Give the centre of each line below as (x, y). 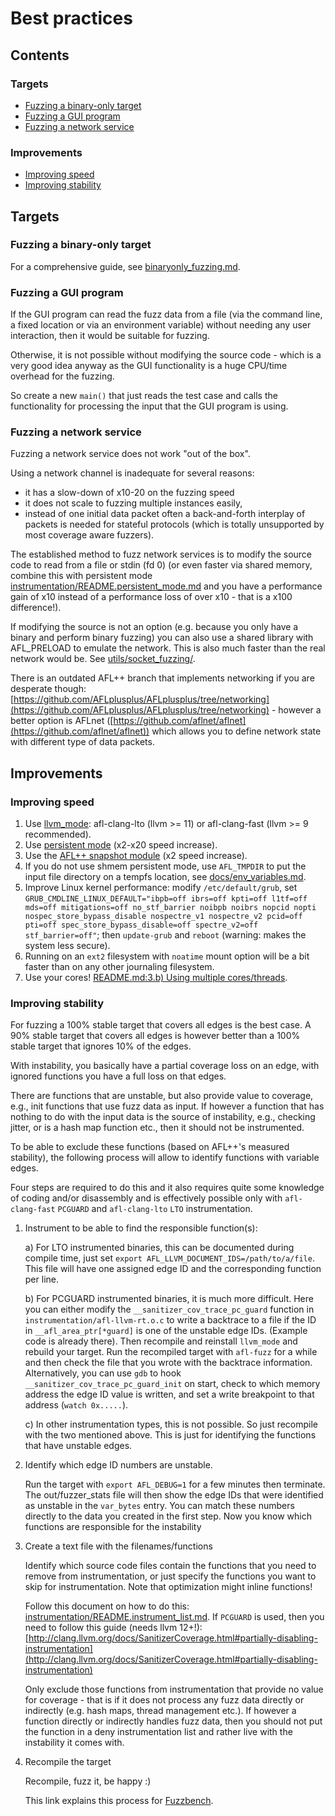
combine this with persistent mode (81, 576)
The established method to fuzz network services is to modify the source (161, 554)
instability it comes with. (74, 1743)
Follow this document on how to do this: (107, 1606)
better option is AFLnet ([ (62, 721)
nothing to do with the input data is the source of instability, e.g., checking (163, 1117)
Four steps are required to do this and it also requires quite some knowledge (167, 1188)
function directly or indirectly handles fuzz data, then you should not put (173, 1721)
